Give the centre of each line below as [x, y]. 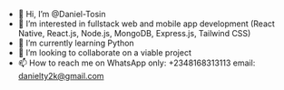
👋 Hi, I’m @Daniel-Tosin [62, 14]
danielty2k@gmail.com [61, 76]
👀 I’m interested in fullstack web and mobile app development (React [146, 24]
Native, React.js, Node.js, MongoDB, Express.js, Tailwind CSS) [134, 33]
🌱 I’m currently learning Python [76, 43]
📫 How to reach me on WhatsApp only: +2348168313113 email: [137, 63]
